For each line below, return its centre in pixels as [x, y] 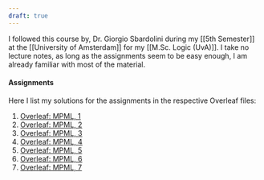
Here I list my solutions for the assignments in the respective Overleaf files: [132, 100]
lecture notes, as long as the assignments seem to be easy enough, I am [128, 55]
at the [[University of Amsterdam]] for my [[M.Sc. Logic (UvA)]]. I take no [129, 47]
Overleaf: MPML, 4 [51, 141]
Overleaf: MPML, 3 [51, 133]
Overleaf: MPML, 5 [51, 150]
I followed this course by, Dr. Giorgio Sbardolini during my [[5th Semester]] [132, 39]
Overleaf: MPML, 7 [51, 167]
